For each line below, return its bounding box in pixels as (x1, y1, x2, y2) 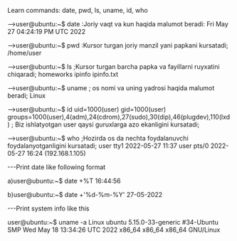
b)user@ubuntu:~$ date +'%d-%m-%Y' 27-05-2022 (7, 191, 163, 198)
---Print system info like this (7, 204, 90, 213)
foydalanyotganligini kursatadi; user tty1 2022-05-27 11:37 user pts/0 (7, 141, 209, 150)
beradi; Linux (7, 92, 46, 100)
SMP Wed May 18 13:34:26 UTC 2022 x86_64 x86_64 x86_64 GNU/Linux (7, 225, 221, 234)
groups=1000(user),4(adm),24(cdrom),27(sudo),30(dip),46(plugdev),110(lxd (7, 113, 231, 121)
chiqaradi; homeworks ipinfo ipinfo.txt (7, 70, 119, 78)
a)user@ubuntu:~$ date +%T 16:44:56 (7, 177, 121, 185)
